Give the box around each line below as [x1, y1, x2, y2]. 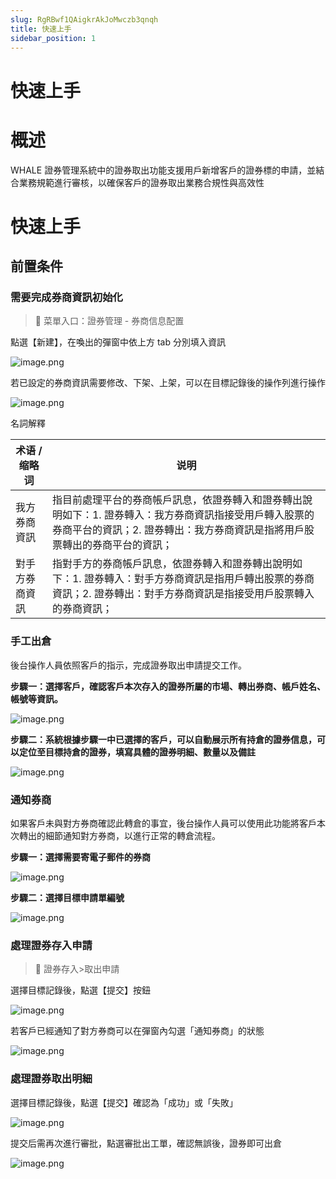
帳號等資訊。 [10, 692, 63, 705]
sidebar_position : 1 [10, 33, 97, 43]
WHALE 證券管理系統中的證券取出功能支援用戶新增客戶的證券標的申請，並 [10, 164, 317, 176]
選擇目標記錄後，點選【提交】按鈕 [10, 984, 151, 996]
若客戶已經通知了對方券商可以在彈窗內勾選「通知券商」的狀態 [10, 1025, 265, 1037]
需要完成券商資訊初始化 [10, 291, 123, 304]
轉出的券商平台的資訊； [61, 538, 173, 552]
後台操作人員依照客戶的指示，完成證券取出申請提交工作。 [10, 659, 247, 671]
